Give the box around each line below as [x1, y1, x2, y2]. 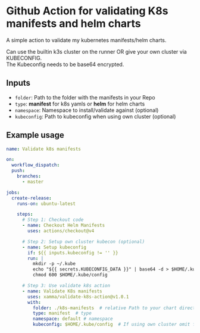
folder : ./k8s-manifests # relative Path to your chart [32, 305, 177, 311]
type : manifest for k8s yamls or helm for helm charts [14, 100, 145, 107]
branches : [17, 173, 42, 179]
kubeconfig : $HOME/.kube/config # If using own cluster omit [32, 322, 190, 328]
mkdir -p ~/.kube [32, 261, 76, 267]
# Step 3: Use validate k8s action [21, 283, 111, 289]
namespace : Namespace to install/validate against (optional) [14, 106, 159, 114]
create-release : [11, 195, 52, 201]
